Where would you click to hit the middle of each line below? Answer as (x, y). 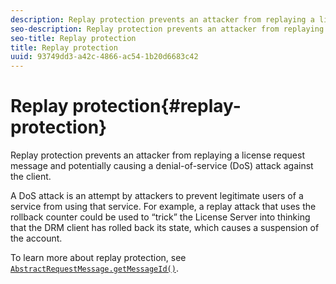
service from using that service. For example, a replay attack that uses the (163, 207)
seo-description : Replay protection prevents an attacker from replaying (167, 29)
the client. (31, 177)
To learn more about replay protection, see (98, 258)
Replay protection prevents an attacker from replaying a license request (158, 155)
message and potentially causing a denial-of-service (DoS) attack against (162, 166)
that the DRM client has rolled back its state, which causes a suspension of (165, 228)
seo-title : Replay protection (73, 38)
